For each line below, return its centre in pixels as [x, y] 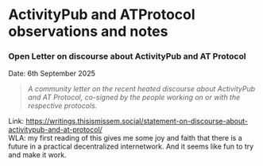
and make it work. [37, 155]
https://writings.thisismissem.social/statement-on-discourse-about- [137, 122]
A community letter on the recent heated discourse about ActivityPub [141, 89]
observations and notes [88, 31]
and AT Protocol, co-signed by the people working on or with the [134, 98]
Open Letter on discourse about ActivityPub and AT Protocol [127, 56]
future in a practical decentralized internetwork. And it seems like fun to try [131, 147]
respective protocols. [62, 106]
